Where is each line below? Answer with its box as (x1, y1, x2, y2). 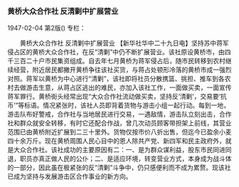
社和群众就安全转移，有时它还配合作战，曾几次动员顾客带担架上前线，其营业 (7, 119, 232, 127)
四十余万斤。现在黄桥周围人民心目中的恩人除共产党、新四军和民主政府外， (7, 137, 225, 145)
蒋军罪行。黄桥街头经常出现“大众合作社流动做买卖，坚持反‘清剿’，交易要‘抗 (7, 92, 228, 101)
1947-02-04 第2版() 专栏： (7, 23, 87, 33)
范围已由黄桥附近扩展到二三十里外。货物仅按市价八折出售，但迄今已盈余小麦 (7, 128, 232, 137)
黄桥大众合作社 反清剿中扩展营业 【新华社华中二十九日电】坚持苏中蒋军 (19, 39, 229, 48)
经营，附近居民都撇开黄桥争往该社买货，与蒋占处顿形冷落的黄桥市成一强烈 (13, 65, 232, 74)
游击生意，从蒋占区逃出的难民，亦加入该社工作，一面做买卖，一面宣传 (26, 83, 232, 92)
